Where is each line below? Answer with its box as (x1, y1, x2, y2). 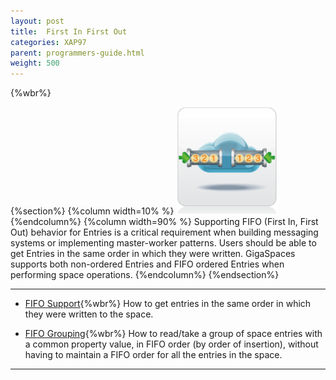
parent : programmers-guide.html (10, 48, 145, 58)
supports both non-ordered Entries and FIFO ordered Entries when (10, 258, 285, 270)
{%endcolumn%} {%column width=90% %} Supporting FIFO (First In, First (10, 216, 319, 228)
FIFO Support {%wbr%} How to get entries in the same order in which (24, 298, 312, 310)
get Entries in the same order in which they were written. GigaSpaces (10, 248, 296, 260)
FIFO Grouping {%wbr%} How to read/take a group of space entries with (24, 328, 323, 340)
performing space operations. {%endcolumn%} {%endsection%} (10, 269, 280, 281)
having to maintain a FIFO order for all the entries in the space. (24, 349, 283, 361)
